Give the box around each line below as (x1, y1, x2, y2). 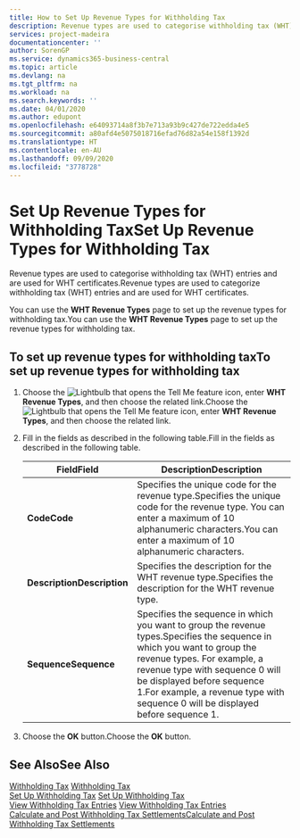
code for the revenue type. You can (137, 501, 285, 513)
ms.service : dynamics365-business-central (9, 54, 170, 63)
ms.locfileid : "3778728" (9, 162, 102, 171)
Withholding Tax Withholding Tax (9, 780, 131, 791)
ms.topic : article (9, 63, 78, 72)
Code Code (26, 512, 74, 525)
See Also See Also (9, 757, 110, 772)
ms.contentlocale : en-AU (9, 145, 102, 154)
